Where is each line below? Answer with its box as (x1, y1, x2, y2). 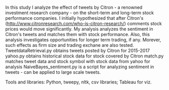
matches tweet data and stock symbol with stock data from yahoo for (5, 58, 151, 64)
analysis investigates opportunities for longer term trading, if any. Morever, (5, 37, 161, 43)
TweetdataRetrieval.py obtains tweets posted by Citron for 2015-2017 (5, 48, 150, 53)
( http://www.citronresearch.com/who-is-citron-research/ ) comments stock (5, 20, 162, 26)
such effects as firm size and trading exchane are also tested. (5, 42, 134, 48)
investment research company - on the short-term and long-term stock (5, 10, 154, 16)
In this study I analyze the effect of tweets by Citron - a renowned (5, 5, 143, 10)
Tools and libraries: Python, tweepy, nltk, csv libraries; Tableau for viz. (5, 79, 152, 85)
